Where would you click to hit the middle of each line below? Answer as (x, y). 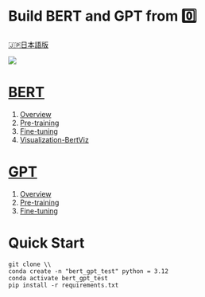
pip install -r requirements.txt (64, 285)
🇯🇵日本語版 (29, 45)
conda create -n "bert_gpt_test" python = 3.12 (89, 271)
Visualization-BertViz (54, 139)
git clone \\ (30, 264)
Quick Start (46, 243)
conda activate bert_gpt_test (58, 278)
